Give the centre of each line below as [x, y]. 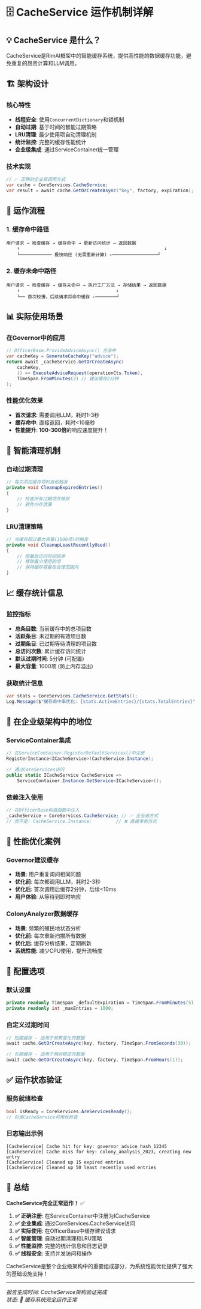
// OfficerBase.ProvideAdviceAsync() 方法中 [61, 351]
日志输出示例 [25, 1134]
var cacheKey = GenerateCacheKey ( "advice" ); [63, 356]
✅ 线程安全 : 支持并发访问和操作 [53, 1253]
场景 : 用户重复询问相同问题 [48, 874]
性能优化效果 [25, 401]
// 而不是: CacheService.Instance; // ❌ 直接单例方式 [82, 821]
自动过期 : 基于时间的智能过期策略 [56, 127]
